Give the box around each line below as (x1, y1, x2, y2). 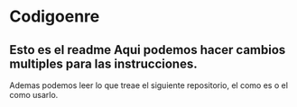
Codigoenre (9, 6, 100, 27)
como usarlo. (9, 90, 59, 100)
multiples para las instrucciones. (9, 56, 198, 71)
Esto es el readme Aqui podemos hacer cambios (9, 42, 286, 58)
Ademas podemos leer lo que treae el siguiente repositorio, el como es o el (9, 80, 289, 91)
